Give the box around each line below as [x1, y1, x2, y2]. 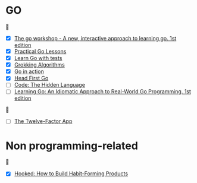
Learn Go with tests [14, 55, 62, 62]
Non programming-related [5, 139, 138, 152]
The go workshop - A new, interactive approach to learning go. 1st [14, 34, 177, 42]
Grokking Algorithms [14, 61, 65, 68]
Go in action [14, 68, 44, 75]
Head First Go [14, 75, 49, 82]
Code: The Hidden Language [14, 81, 86, 89]
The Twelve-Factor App [14, 118, 73, 125]
